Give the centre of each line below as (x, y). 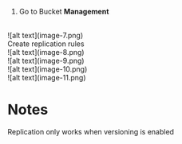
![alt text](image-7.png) (45, 35)
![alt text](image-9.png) (46, 60)
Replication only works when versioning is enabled (91, 131)
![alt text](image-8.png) (46, 52)
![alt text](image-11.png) (47, 78)
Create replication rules (46, 44)
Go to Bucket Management (64, 12)
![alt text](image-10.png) (47, 69)
